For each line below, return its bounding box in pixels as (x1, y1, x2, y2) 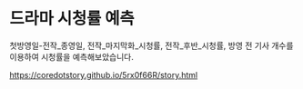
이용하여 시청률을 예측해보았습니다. (9, 51, 134, 62)
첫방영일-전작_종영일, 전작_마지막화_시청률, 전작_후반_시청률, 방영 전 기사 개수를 (9, 40, 294, 51)
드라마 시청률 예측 (9, 8, 135, 29)
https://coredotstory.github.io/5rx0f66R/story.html (9, 69, 198, 80)
